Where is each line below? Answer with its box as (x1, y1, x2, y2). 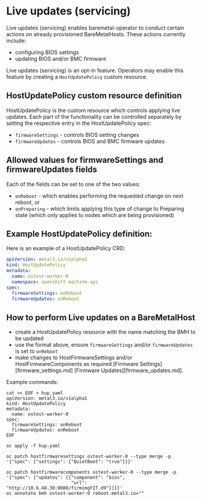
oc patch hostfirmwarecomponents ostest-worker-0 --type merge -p (6, 469, 177, 476)
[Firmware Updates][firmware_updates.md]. (74, 367, 184, 374)
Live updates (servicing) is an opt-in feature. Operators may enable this (6, 66, 184, 74)
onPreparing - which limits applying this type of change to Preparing (14, 205, 185, 212)
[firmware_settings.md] (14, 367, 74, 374)
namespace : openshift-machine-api (11, 279, 98, 285)
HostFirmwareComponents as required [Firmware (14, 361, 139, 368)
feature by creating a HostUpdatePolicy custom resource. (6, 73, 148, 80)
